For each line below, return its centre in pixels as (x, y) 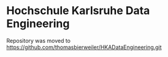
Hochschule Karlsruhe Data (78, 11)
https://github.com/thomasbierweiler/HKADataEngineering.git (84, 47)
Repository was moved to (38, 40)
